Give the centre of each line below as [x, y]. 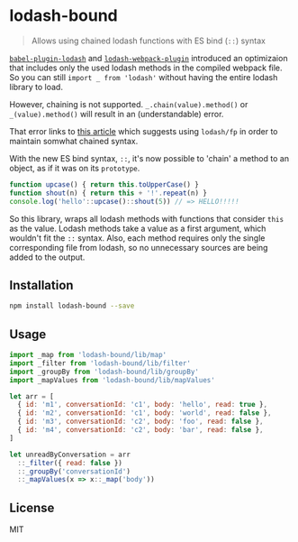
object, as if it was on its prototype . [75, 168]
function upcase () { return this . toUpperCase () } [104, 184]
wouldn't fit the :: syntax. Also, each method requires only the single [137, 238]
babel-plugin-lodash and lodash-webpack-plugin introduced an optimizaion [149, 58]
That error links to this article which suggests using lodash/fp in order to [144, 131]
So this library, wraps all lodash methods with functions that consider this [147, 218]
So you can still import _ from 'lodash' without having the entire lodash [144, 77]
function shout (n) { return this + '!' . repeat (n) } [108, 193]
